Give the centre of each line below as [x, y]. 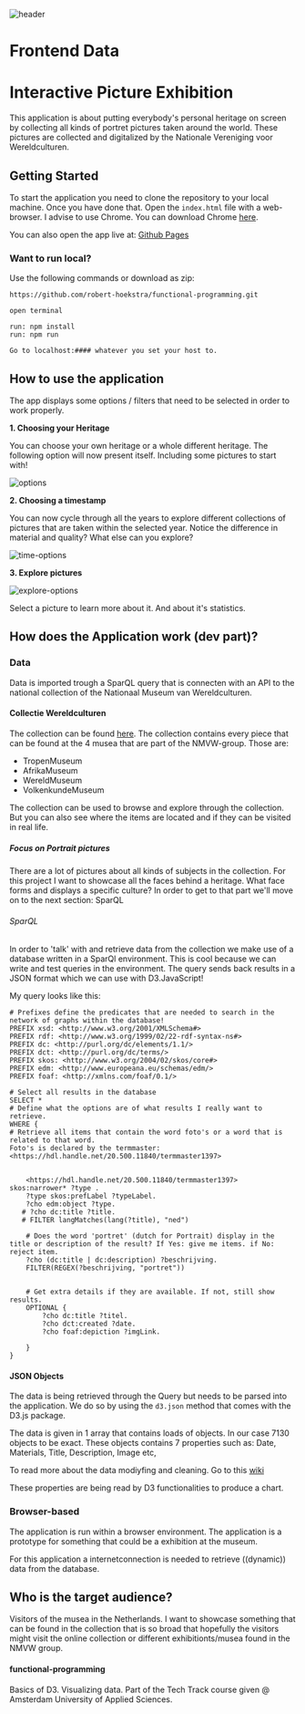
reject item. [34, 1252]
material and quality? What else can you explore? [102, 537]
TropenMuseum [52, 761]
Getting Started [54, 176]
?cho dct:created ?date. [89, 1324]
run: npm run [34, 335]
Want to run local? [51, 258]
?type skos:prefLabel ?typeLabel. [91, 1196]
